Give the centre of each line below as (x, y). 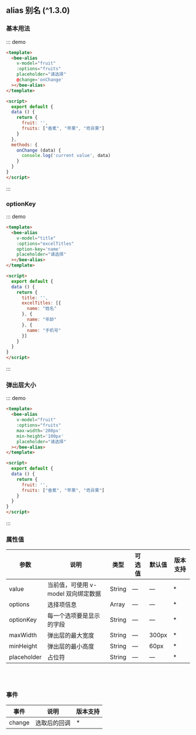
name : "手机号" (44, 330)
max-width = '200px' (39, 430)
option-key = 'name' (39, 249)
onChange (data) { (39, 150)
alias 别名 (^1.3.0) (38, 11)
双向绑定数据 (84, 594)
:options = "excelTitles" (45, 244)
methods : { (24, 145)
